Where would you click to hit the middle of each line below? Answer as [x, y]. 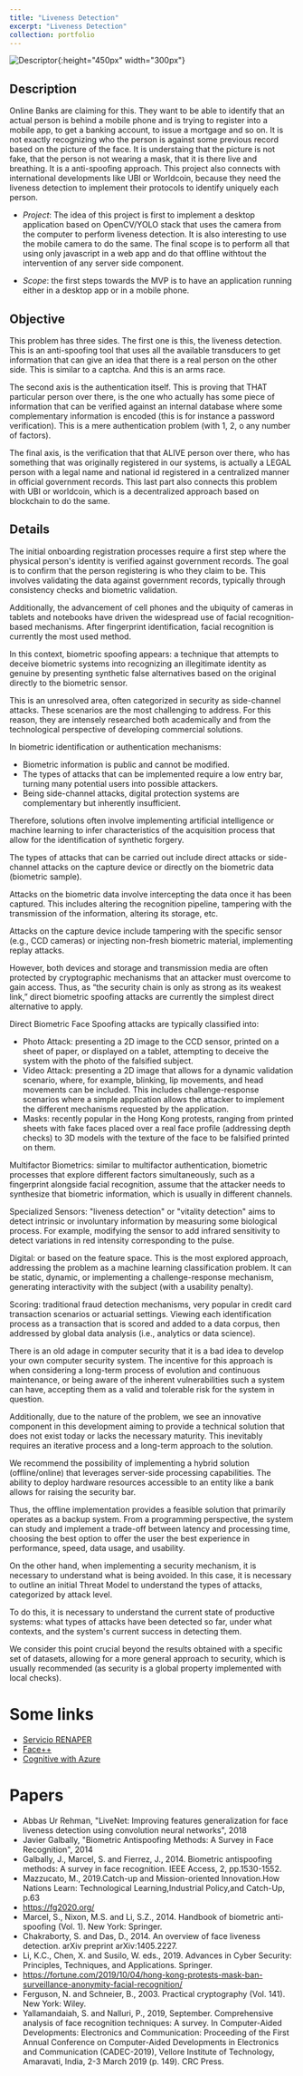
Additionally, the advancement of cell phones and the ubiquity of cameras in [151, 607]
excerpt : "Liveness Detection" [68, 26]
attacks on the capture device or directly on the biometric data [157, 867]
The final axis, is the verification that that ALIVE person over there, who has [150, 453]
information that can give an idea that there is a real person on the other [143, 360]
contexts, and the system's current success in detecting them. [126, 1631]
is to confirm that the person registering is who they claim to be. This [138, 570]
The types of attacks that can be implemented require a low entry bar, [152, 774]
